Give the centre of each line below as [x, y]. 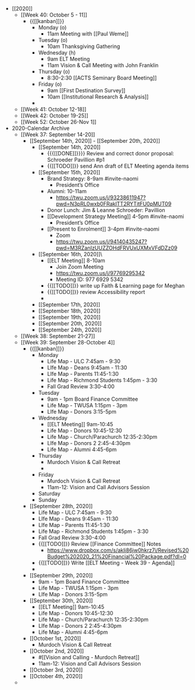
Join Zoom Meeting [80, 267]
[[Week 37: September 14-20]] [58, 135]
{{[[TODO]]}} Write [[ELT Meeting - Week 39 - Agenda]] [106, 563]
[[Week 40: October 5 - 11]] [54, 15]
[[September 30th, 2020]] [61, 600]
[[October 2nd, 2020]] [57, 651]
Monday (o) [52, 27]
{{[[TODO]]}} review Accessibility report [96, 292]
